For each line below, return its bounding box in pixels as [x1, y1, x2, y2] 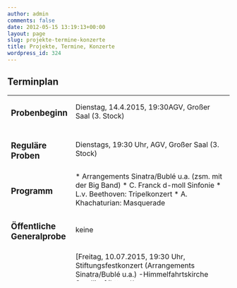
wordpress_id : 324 [7, 50, 61, 57]
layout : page [7, 30, 46, 37]
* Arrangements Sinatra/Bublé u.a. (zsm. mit [75, 171, 223, 181]
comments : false [7, 17, 55, 24]
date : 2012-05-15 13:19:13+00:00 [7, 23, 106, 30]
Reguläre [11, 140, 47, 151]
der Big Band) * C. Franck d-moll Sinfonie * [75, 180, 221, 190]
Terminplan [7, 76, 59, 88]
